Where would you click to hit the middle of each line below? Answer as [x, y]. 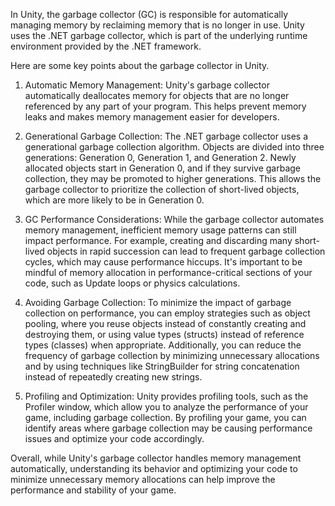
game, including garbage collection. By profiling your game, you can [165, 417]
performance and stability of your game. [93, 490]
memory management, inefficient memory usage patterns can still [160, 230]
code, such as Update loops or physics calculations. [132, 283]
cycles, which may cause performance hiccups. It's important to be [163, 262]
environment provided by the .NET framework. [106, 46]
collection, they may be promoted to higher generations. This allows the [173, 178]
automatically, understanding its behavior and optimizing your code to [154, 468]
